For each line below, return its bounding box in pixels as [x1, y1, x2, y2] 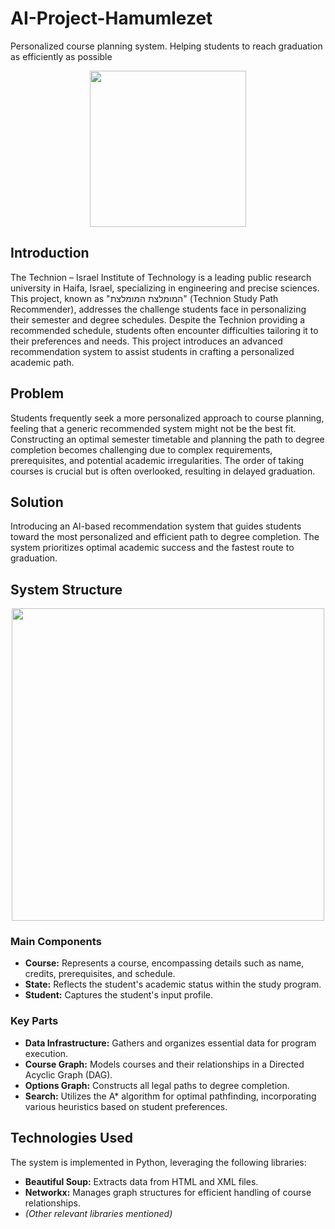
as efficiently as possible [10, 50, 113, 62]
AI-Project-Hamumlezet [10, 7, 213, 30]
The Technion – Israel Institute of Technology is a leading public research [10, 271, 312, 283]
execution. [24, 1047, 69, 1059]
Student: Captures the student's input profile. [24, 989, 213, 1001]
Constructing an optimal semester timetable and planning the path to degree [10, 433, 325, 445]
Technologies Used [10, 1130, 133, 1147]
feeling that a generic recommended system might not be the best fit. [10, 422, 297, 434]
